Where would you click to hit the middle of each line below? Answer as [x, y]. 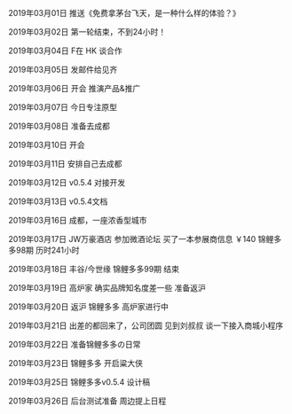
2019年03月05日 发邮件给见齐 [63, 70]
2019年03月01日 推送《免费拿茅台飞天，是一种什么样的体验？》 [124, 13]
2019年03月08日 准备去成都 [59, 126]
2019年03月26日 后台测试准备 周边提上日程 [87, 401]
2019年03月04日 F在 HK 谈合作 [65, 51]
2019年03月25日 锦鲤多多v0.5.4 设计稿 [79, 382]
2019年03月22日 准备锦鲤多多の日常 [75, 344]
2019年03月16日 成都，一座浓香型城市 [78, 220]
